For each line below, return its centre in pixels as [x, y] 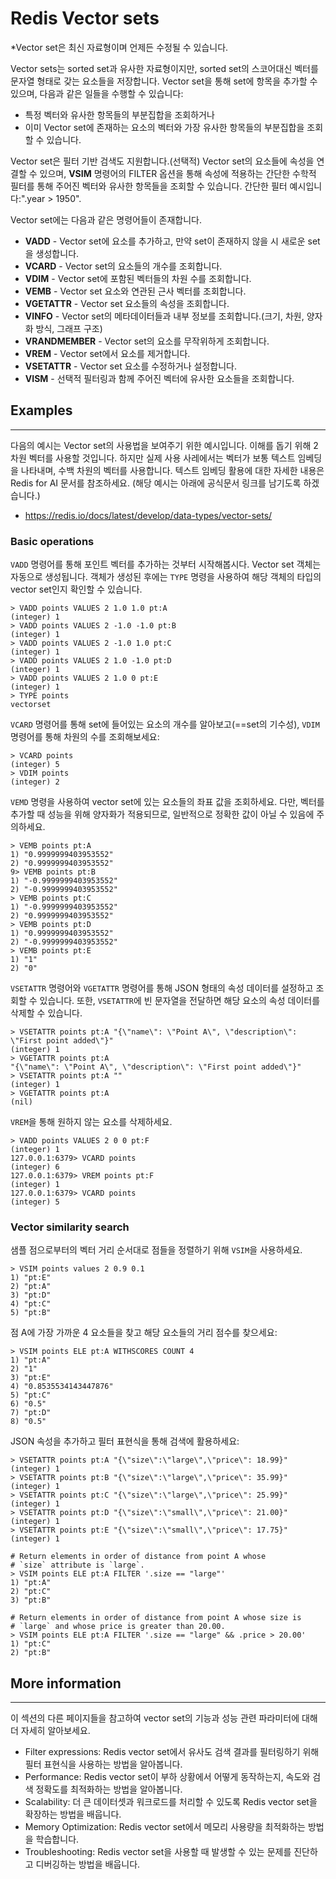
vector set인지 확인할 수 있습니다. [76, 589]
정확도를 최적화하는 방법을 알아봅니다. [109, 1789]
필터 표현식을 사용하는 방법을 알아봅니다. [103, 1764]
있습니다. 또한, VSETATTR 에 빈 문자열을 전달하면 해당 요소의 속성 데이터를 [180, 1001]
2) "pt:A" [31, 1287]
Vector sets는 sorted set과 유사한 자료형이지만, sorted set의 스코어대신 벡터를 [164, 68]
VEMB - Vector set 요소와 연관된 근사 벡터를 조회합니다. [135, 291]
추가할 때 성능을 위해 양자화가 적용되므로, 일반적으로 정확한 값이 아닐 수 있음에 [162, 814]
